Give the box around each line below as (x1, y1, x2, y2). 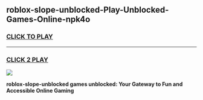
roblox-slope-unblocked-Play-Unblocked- (6, 5, 169, 15)
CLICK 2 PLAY (6, 55, 48, 64)
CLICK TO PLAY (6, 33, 53, 41)
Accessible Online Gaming (6, 87, 74, 94)
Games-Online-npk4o (6, 15, 91, 25)
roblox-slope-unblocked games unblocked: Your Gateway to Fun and (6, 80, 183, 87)
